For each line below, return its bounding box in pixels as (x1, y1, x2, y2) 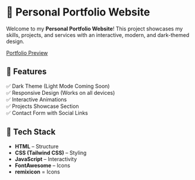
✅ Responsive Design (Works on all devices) (6, 89, 115, 96)
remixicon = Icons (14, 168, 61, 175)
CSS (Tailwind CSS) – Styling (14, 149, 87, 156)
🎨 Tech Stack (6, 127, 56, 137)
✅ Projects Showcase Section (6, 103, 79, 110)
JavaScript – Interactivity (14, 155, 77, 163)
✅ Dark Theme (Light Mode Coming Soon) (6, 82, 110, 89)
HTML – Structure (14, 142, 59, 150)
